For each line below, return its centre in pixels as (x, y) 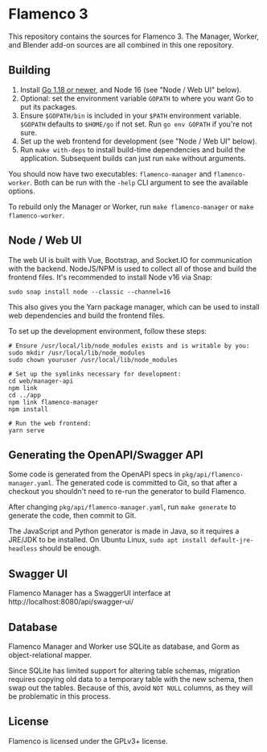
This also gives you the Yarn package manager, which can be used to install (134, 306)
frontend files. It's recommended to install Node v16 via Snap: (111, 277)
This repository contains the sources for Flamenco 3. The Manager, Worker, (134, 36)
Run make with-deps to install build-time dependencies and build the (132, 149)
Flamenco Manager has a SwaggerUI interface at (90, 593)
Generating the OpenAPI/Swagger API (106, 455)
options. (22, 191)
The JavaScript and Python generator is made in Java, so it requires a (124, 531)
